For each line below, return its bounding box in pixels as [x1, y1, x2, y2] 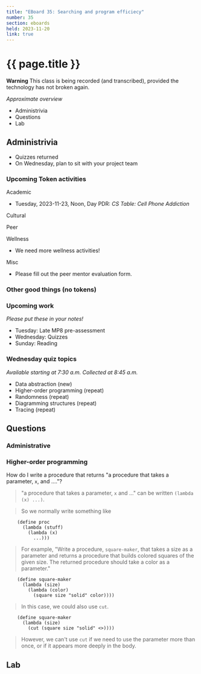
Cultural [6, 212, 26, 219]
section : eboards [6, 20, 50, 26]
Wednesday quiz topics [6, 355, 77, 363]
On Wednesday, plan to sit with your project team [14, 159, 138, 167]
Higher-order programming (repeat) [14, 387, 104, 394]
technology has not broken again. [6, 84, 90, 91]
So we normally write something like [21, 507, 112, 515]
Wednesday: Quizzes [14, 333, 68, 341]
